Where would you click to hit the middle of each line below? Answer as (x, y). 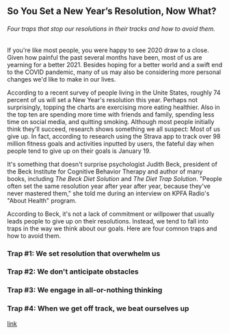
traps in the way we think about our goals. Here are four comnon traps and (112, 228)
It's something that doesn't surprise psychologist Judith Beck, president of (112, 164)
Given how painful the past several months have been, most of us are (105, 57)
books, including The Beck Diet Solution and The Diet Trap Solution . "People (114, 178)
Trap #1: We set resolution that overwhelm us (84, 253)
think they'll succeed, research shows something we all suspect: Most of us (114, 129)
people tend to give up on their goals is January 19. (79, 151)
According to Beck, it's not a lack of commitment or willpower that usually (111, 214)
